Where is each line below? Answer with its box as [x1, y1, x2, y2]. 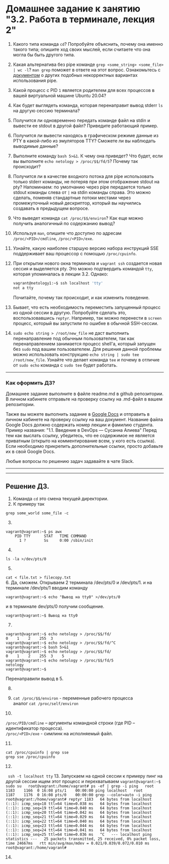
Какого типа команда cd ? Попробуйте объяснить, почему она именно [13, 41, 163, 47]
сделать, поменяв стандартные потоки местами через [13, 195, 131, 201]
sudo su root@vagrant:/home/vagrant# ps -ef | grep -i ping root [6, 784, 154, 789]
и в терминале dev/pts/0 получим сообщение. [6, 603, 105, 609]
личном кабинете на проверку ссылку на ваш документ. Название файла [6, 416, 163, 422]
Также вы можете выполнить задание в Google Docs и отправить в [6, 411, 150, 417]
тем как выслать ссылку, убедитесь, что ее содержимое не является [6, 432, 155, 438]
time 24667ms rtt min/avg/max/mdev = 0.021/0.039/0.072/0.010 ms [6, 840, 150, 846]
